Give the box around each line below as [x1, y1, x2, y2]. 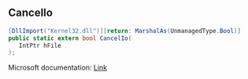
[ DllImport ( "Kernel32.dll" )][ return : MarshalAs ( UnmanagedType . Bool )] [8, 27, 242, 34]
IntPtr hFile [18, 41, 61, 49]
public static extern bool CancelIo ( [8, 34, 132, 42]
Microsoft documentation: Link [8, 63, 108, 73]
